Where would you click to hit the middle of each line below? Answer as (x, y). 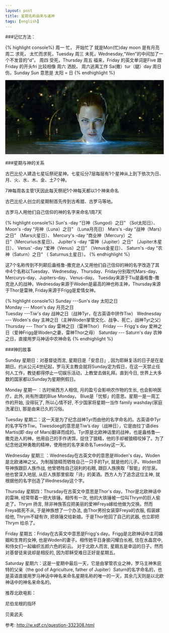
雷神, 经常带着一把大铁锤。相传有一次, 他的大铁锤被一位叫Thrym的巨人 (82, 497)
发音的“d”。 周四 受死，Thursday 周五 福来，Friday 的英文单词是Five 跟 (88, 60)
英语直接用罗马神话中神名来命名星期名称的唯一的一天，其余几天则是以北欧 (87, 576)
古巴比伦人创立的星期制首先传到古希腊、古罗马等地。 (60, 201)
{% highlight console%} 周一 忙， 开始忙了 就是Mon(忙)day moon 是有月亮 (82, 47)
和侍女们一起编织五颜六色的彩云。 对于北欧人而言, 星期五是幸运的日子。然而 (84, 546)
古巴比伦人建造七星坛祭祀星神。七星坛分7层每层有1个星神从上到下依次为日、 (84, 174)
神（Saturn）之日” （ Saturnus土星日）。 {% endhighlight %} (68, 254)
